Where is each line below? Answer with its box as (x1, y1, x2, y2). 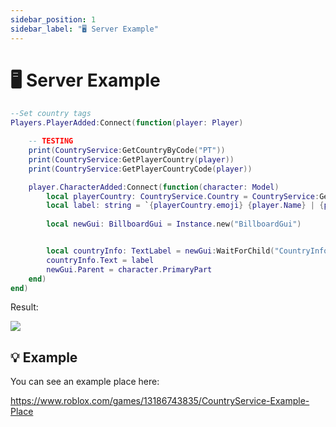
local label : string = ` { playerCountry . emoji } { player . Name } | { (46, 201, 325, 211)
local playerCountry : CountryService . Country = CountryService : (46, 191, 320, 201)
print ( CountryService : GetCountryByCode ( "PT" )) (28, 146, 226, 156)
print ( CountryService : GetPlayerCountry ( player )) (28, 154, 235, 165)
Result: (10, 301, 39, 313)
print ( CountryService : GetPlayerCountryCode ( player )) (28, 164, 253, 174)
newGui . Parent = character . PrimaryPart (46, 264, 213, 275)
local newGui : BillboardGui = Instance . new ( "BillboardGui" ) (46, 219, 302, 230)
